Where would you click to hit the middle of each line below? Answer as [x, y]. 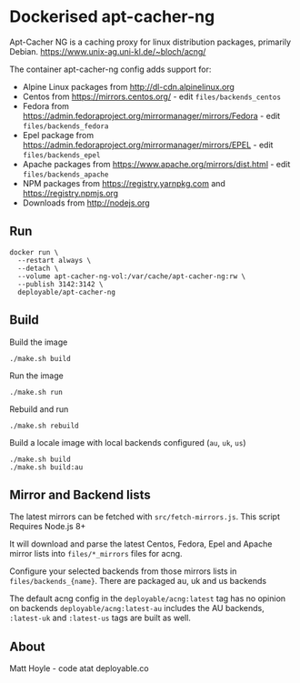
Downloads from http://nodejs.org [86, 203]
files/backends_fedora [65, 126]
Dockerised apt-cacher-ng [112, 17]
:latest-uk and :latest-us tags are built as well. [100, 618]
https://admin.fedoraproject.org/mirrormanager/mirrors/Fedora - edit [151, 116]
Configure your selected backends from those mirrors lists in [123, 571]
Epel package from [58, 135]
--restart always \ [55, 260]
